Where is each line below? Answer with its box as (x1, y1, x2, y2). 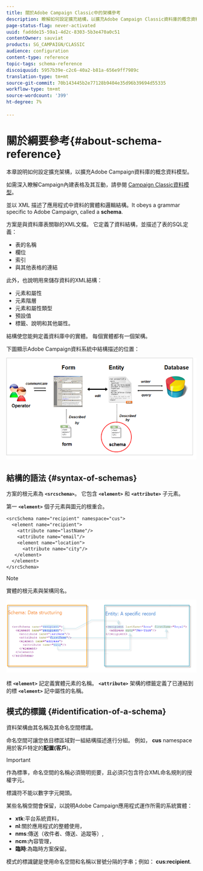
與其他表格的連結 (14, 264, 58, 271)
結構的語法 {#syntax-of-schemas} (6, 473, 137, 483)
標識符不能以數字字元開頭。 (6, 789, 76, 796)
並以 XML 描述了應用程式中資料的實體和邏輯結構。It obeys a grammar (6, 201, 180, 209)
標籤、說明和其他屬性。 (14, 319, 74, 326)
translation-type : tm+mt (6, 73, 69, 80)
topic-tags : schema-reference (6, 60, 83, 66)
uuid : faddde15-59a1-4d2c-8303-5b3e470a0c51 (6, 29, 120, 35)
